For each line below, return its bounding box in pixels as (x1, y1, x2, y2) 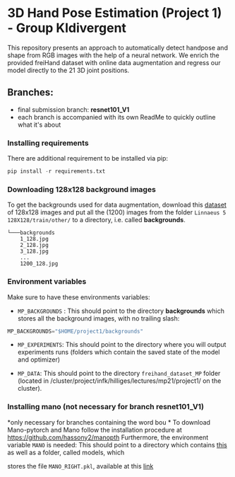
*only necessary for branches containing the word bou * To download (7, 418, 210, 426)
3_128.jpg (20, 248, 49, 255)
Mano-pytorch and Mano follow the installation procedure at (7, 425, 182, 434)
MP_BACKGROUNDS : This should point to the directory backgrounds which (17, 306, 224, 315)
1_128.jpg (20, 236, 49, 243)
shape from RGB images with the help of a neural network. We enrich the (7, 51, 220, 59)
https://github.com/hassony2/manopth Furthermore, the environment (7, 433, 209, 442)
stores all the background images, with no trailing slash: (17, 314, 180, 323)
